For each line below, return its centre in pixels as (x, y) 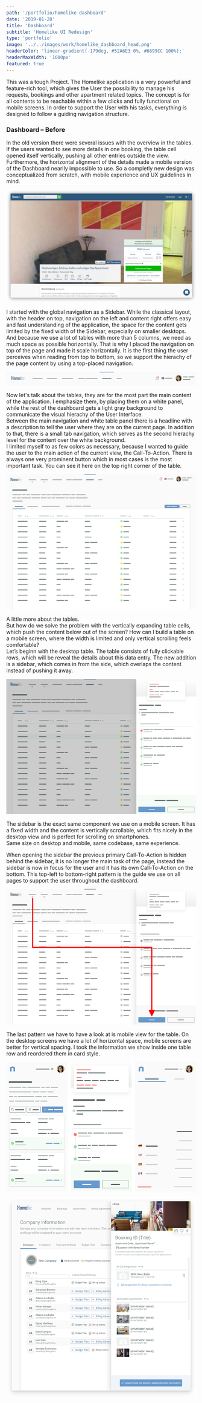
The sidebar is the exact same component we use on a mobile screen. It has (101, 824)
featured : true (25, 63)
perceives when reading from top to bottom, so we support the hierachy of (99, 357)
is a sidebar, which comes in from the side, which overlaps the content (94, 664)
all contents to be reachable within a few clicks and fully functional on (93, 101)
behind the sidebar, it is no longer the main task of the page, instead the (96, 861)
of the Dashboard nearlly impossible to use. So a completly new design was (100, 168)
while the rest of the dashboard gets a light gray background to (85, 408)
